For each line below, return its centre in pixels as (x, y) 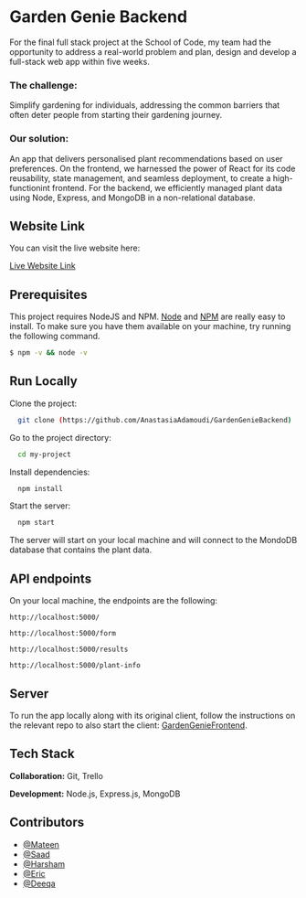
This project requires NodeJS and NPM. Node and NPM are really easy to (148, 316)
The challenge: (43, 85)
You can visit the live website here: (75, 248)
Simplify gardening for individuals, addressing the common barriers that (145, 105)
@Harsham (44, 864)
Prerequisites (48, 294)
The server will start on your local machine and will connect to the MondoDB (153, 540)
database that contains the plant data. (81, 550)
